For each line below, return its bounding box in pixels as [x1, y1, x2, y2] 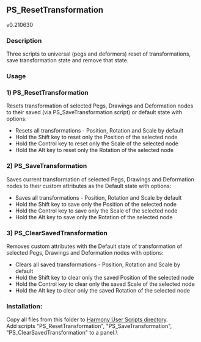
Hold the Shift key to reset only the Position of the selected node [15, 134, 178, 141]
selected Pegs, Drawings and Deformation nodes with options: [6, 249, 164, 256]
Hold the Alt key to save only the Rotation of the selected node [15, 213, 173, 220]
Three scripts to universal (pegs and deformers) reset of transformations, [6, 50, 191, 57]
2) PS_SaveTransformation [6, 162, 87, 170]
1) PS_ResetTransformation [6, 88, 89, 96]
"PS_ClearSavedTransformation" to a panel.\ [6, 329, 118, 337]
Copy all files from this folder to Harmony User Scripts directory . [6, 316, 168, 323]
